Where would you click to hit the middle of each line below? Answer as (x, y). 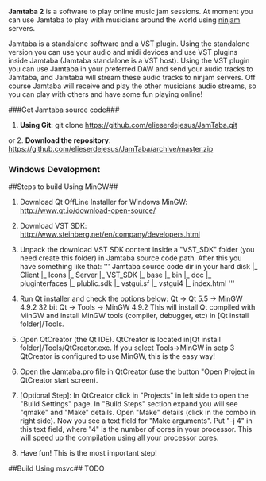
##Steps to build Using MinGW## (63, 187)
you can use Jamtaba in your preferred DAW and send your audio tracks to (131, 69)
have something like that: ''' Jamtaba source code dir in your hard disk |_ (139, 267)
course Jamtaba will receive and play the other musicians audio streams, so (132, 86)
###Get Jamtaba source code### (64, 110)
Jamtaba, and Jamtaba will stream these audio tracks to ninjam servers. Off (132, 77)
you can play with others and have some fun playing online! (106, 94)
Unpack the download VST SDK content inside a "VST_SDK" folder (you (137, 250)
